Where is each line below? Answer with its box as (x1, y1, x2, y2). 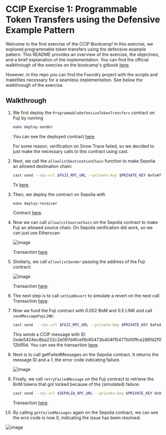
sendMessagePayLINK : (12, 313, 54, 319)
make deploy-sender (12, 124, 53, 129)
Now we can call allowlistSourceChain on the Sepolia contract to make (12, 219, 158, 225)
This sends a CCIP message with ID (12, 331, 85, 337)
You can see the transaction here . (30, 342, 99, 348)
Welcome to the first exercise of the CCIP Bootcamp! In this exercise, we (5, 41, 154, 47)
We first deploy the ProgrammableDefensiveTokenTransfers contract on (12, 109, 155, 115)
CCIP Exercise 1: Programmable (5, 3, 137, 15)
